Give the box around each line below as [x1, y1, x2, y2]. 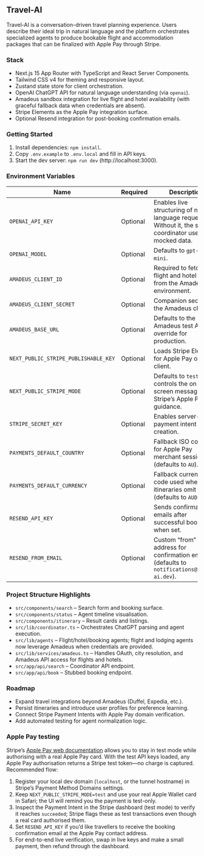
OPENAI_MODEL [9, 250, 47, 258]
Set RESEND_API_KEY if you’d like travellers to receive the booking [15, 822, 175, 830]
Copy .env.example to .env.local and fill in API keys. [15, 150, 147, 158]
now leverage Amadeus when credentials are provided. [15, 643, 154, 650]
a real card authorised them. [15, 816, 86, 824]
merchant [154, 452, 181, 461]
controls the [154, 379, 188, 387]
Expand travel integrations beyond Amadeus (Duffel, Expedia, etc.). [15, 698, 183, 706]
